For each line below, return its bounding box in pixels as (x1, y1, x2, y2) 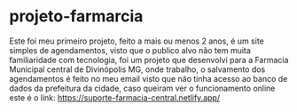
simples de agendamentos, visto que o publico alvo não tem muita (9, 44, 251, 55)
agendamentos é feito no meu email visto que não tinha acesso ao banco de (9, 73, 288, 84)
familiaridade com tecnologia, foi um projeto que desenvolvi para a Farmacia (9, 54, 289, 65)
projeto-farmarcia (9, 6, 144, 27)
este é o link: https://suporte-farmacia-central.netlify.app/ (9, 92, 220, 103)
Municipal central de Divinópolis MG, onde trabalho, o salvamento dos (9, 64, 266, 75)
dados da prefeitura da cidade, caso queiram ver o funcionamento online (9, 83, 276, 93)
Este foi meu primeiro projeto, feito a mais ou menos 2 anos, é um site (9, 36, 264, 46)
